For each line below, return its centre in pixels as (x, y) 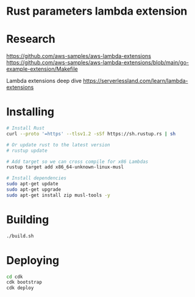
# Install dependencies (37, 178)
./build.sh (20, 236)
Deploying (33, 260)
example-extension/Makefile (42, 69)
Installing (30, 112)
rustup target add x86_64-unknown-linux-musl (65, 167)
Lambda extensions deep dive (44, 81)
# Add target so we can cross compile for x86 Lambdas (77, 162)
